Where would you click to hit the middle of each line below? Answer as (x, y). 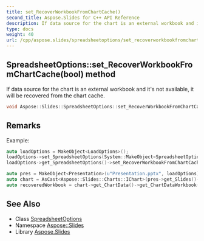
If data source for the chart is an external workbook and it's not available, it (100, 89)
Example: (18, 140)
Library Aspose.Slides (42, 231)
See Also (23, 204)
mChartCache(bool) (45, 75)
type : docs (20, 29)
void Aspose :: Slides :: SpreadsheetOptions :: (62, 107)
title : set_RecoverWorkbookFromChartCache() (63, 12)
